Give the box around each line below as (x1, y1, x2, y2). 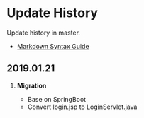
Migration (16, 81, 47, 90)
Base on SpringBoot (27, 95, 87, 103)
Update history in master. (6, 28, 81, 37)
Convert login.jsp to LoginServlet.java (27, 102, 138, 111)
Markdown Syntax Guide (16, 42, 89, 50)
